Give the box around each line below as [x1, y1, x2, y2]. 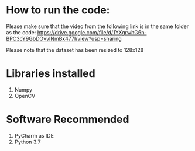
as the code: [6, 29, 36, 36]
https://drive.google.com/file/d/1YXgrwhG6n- [37, 29, 147, 36]
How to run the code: [6, 3, 110, 17]
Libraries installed [6, 67, 95, 80]
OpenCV [14, 92, 36, 99]
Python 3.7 [14, 138, 41, 145]
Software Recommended [6, 113, 129, 126]
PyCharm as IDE [14, 132, 54, 139]
